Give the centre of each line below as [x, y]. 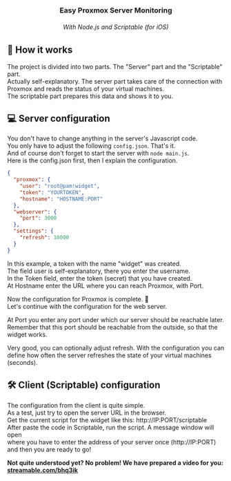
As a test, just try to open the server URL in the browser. [87, 413]
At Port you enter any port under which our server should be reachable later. [115, 319]
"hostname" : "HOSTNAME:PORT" [61, 199]
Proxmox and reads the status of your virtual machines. [86, 88]
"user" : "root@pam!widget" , [60, 186]
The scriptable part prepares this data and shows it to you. [90, 96]
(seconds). [22, 362]
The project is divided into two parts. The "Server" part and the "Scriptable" [115, 66]
